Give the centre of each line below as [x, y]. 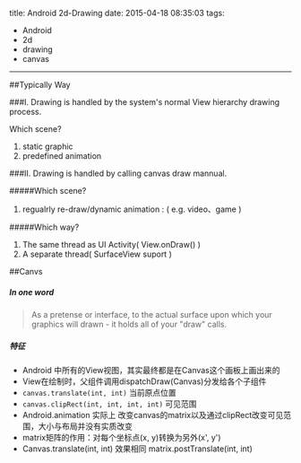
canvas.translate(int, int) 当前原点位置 [99, 392]
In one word [32, 292]
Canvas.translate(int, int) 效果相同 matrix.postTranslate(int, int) [138, 449]
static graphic [47, 146]
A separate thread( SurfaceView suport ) [97, 254]
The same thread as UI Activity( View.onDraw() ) [112, 245]
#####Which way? [44, 227]
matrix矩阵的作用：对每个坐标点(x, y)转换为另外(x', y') [121, 437]
